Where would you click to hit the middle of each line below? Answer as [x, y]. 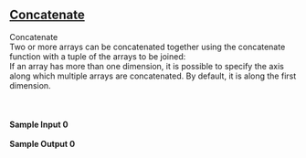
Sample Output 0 [42, 143]
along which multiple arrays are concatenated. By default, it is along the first [153, 76]
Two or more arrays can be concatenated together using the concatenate [148, 47]
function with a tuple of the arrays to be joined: [98, 56]
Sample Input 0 [39, 124]
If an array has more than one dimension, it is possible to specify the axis [147, 66]
